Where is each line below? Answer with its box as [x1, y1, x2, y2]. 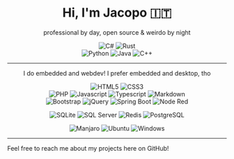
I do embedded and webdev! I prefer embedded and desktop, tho [23, 69, 211, 77]
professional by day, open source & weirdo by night [43, 28, 191, 36]
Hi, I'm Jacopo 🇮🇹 [62, 5, 172, 21]
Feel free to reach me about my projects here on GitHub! [7, 144, 169, 152]
